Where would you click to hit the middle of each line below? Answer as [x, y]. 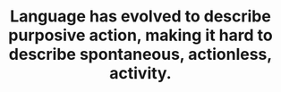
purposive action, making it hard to [140, 35]
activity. [140, 74]
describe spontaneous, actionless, [140, 54]
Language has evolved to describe [140, 17]
